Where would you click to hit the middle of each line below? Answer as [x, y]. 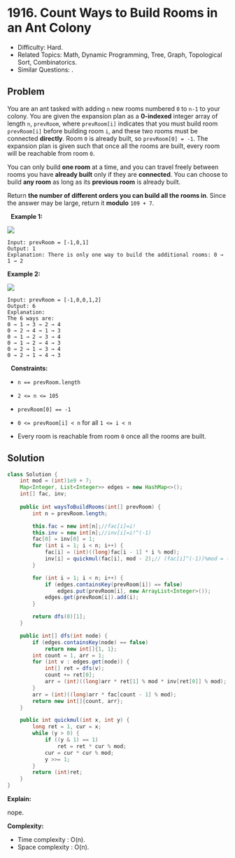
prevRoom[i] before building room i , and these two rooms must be [102, 130]
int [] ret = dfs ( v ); [74, 669]
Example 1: [27, 216]
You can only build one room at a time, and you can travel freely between [113, 167]
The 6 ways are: [31, 318]
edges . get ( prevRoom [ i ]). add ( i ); [92, 598]
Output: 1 [22, 248]
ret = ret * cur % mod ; [92, 746]
